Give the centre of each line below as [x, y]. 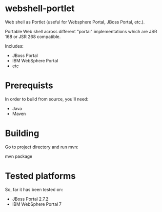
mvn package [19, 156]
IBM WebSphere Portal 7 [37, 204]
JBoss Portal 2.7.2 [30, 199]
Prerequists [29, 86]
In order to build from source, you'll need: [47, 99]
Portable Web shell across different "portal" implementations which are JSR [81, 31]
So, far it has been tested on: [34, 189]
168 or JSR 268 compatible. [33, 37]
